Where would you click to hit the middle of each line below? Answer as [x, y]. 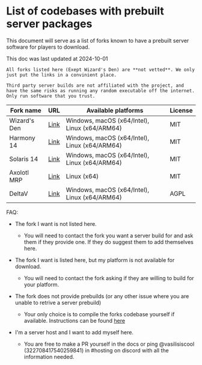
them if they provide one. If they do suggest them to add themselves [109, 242]
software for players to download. [48, 47]
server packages [49, 24]
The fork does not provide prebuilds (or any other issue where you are [102, 296]
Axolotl [19, 172]
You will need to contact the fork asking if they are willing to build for [109, 278]
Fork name [26, 110]
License [181, 110]
